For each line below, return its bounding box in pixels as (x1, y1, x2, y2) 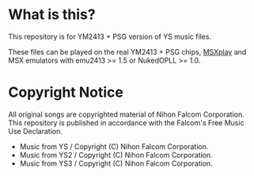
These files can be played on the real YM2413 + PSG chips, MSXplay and (8, 47, 247, 56)
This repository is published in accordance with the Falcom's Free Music (8, 117, 245, 128)
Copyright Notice (8, 83, 124, 101)
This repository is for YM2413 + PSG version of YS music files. (8, 32, 212, 41)
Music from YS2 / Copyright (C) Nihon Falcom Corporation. (19, 150, 214, 159)
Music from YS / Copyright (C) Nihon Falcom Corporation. (19, 141, 209, 151)
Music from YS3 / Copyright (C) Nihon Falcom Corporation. (19, 159, 214, 168)
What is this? (8, 6, 97, 24)
